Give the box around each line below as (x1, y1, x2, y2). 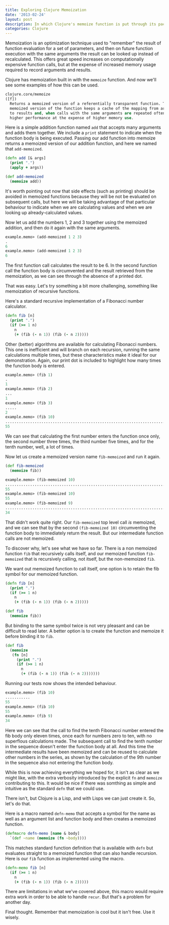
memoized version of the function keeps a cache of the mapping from (10, 106, 158, 111)
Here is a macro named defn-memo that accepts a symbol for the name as (5, 810, 156, 816)
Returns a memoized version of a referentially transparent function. (10, 101, 161, 106)
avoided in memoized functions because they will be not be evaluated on (5, 193, 157, 200)
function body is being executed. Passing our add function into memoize (5, 135, 156, 141)
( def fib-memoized (5, 463, 44, 468)
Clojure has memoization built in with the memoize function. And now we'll (5, 77, 157, 83)
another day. (5, 899, 32, 905)
